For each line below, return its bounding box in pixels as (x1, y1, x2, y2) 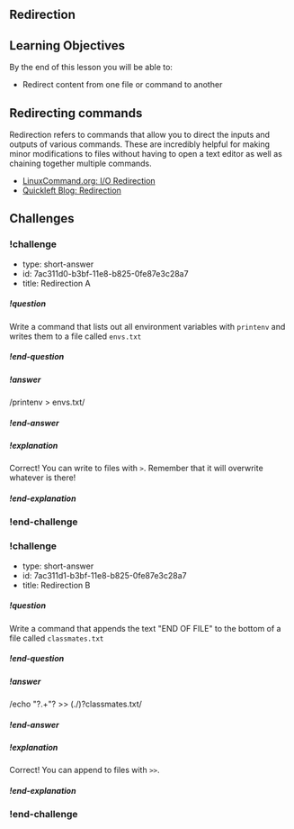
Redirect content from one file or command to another (22, 79, 223, 90)
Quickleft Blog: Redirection (22, 185, 121, 196)
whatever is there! (9, 472, 76, 483)
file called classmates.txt (9, 633, 104, 643)
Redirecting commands (9, 105, 143, 121)
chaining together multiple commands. (9, 158, 153, 169)
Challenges (9, 211, 75, 226)
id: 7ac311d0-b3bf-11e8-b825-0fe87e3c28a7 (22, 268, 189, 278)
